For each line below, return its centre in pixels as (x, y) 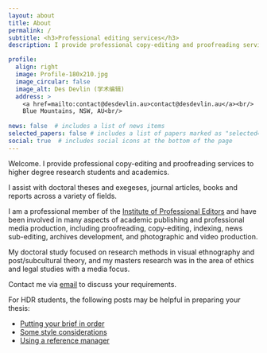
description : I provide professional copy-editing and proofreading (124, 45)
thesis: (19, 308)
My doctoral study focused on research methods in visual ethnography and (132, 252)
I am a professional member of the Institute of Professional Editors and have (132, 211)
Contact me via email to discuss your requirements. (93, 284)
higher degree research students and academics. (89, 172)
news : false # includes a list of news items (87, 126)
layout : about (32, 16)
